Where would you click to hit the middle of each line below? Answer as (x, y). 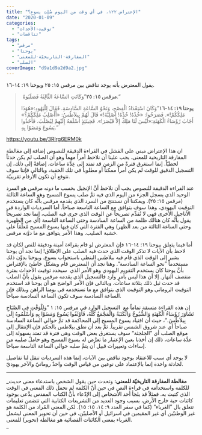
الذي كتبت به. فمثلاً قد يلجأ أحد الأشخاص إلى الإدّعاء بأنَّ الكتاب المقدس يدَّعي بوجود (98, 394)
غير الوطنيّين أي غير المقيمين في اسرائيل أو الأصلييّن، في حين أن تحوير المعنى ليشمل (101, 413)
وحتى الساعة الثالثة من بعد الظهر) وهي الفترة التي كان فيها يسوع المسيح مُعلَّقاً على (99, 227)
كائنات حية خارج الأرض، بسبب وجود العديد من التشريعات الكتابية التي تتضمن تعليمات (100, 401)
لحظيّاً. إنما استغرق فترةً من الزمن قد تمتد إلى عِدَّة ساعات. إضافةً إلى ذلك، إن (92, 164)
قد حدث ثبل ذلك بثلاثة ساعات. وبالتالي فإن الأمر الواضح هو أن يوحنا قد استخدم (93, 283)
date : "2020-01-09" (31, 17)
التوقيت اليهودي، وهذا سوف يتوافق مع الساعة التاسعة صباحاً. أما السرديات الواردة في (101, 207)
